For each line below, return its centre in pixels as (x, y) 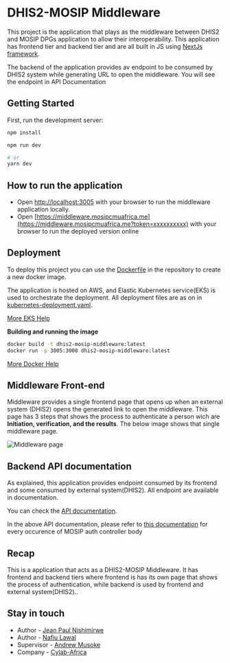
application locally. (44, 210)
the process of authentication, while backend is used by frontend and (105, 584)
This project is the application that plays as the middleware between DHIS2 (113, 32)
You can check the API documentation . (62, 511)
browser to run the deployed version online (78, 232)
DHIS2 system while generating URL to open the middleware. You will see (111, 74)
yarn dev (20, 164)
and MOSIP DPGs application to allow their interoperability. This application (113, 39)
